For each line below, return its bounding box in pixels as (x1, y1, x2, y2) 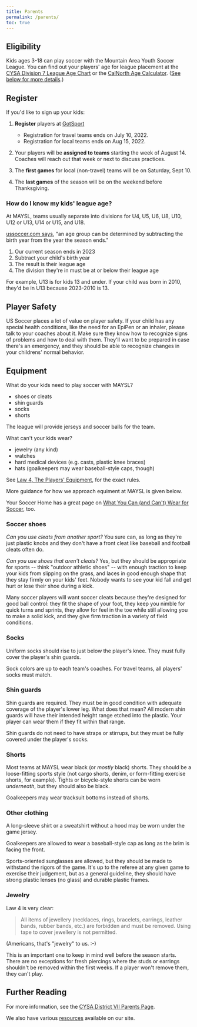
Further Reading (6, 987, 67, 998)
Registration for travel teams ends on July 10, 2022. (23, 132, 149, 139)
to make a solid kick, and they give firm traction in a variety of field (6, 613, 168, 620)
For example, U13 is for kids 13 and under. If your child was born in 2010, (6, 278, 182, 286)
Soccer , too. (6, 505, 36, 512)
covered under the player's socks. (6, 736, 89, 743)
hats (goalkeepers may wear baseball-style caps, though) (14, 464, 155, 472)
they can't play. (6, 970, 44, 977)
